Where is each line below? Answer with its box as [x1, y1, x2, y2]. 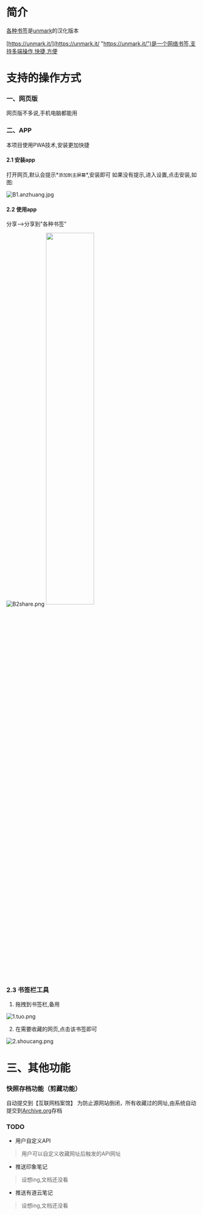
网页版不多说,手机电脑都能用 [6, 109, 78, 116]
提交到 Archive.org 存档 [6, 1106, 63, 1114]
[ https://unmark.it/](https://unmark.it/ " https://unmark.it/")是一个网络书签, [6, 40, 191, 47]
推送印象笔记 [15, 1163, 48, 1170]
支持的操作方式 [6, 71, 82, 85]
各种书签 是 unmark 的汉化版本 [6, 27, 79, 34]
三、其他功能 [6, 1061, 71, 1075]
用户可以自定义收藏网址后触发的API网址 [21, 1150, 121, 1158]
